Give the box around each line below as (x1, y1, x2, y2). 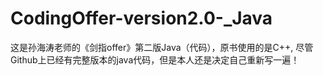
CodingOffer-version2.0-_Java (10, 7, 273, 30)
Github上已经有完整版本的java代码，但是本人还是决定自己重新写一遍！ (10, 53, 300, 66)
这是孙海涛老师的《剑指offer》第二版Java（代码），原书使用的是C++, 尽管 (10, 41, 314, 53)
